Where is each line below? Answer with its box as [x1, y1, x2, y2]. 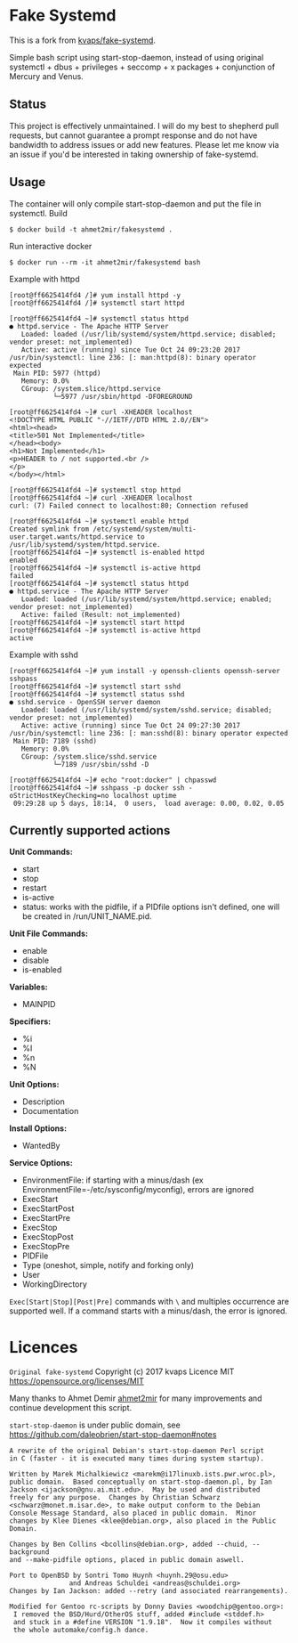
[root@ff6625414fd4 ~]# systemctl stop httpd [9, 485, 181, 494]
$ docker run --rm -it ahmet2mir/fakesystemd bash [9, 257, 201, 267]
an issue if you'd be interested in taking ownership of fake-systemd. [9, 149, 259, 159]
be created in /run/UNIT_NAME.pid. [21, 911, 152, 922]
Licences [9, 1337, 78, 1357]
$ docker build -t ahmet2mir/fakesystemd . [9, 224, 173, 234]
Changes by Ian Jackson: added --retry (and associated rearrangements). [9, 1587, 289, 1596]
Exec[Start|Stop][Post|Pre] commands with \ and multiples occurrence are [9, 1297, 289, 1307]
